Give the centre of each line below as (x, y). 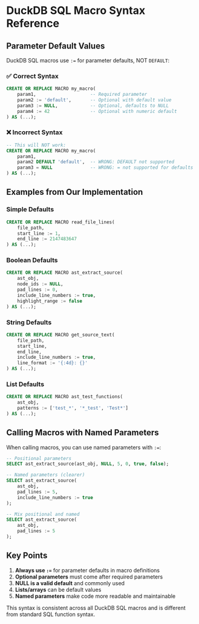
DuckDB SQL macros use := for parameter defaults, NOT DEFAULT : (88, 60)
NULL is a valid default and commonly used (70, 583)
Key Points (27, 556)
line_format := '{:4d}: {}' (52, 363)
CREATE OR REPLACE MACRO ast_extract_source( (64, 273)
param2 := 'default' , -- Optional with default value (94, 100)
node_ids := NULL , (40, 284)
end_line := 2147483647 (47, 239)
